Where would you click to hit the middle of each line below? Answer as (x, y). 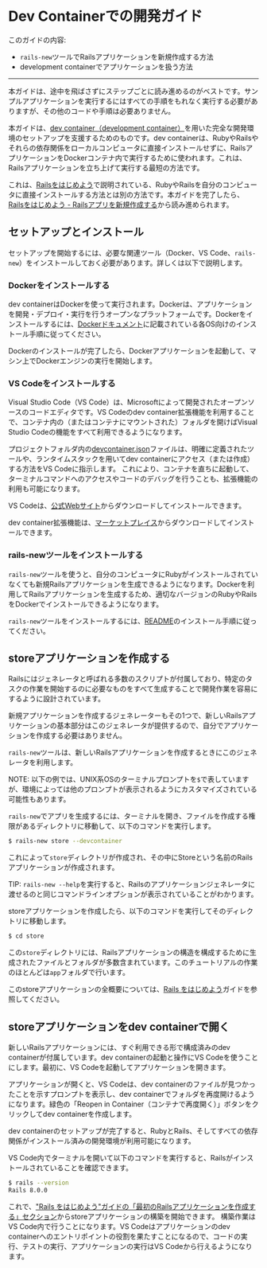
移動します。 (50, 921)
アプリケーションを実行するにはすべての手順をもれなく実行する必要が (137, 101)
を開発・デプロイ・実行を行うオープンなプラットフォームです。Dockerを (127, 314)
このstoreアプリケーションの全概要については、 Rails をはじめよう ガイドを (130, 989)
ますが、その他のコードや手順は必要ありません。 (95, 111)
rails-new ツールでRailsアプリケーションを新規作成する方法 (116, 57)
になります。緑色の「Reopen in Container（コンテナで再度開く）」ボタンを (130, 1104)
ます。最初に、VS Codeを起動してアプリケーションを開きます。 (126, 1067)
